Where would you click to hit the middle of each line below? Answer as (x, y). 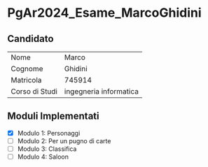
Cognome (27, 69)
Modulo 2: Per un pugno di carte (64, 140)
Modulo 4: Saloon (43, 157)
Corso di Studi (34, 91)
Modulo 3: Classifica (47, 149)
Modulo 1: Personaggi (49, 133)
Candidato (30, 39)
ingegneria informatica (101, 91)
